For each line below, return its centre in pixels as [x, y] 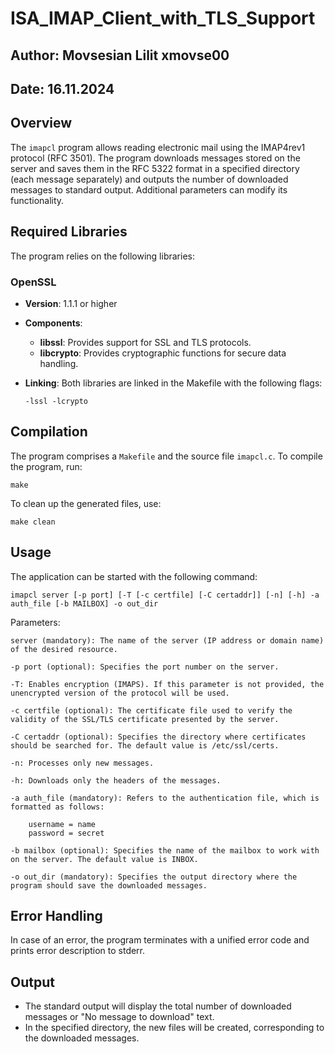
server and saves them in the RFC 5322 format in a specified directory [155, 168]
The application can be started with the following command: [134, 576]
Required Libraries [69, 232]
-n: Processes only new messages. [82, 763]
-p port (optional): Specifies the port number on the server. [145, 667]
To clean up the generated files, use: [86, 503]
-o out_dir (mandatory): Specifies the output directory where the [154, 877]
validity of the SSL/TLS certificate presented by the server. [145, 719]
